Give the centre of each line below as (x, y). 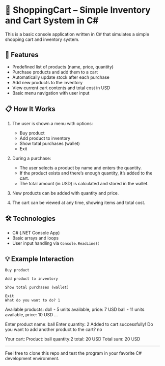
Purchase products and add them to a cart (55, 72)
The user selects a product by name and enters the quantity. (81, 167)
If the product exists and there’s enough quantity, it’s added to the (86, 173)
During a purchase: (32, 158)
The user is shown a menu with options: (53, 123)
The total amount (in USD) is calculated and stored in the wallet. (84, 183)
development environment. (32, 359)
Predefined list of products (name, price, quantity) (63, 67)
